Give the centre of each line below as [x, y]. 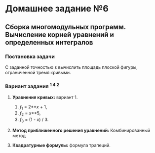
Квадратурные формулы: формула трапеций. [61, 145]
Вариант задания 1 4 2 [32, 86]
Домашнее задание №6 [57, 9]
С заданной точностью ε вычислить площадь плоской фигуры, [72, 67]
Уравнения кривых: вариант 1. [45, 97]
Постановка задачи [30, 56]
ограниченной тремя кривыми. [38, 72]
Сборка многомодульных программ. [65, 27]
